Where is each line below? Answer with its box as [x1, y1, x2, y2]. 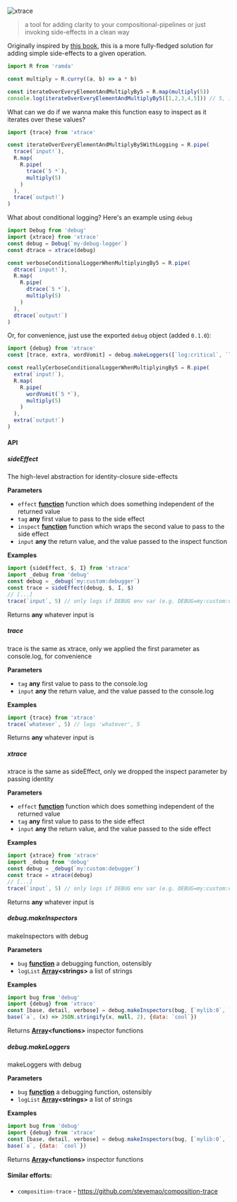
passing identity [7, 775, 54, 783]
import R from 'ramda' [7, 63, 74, 70]
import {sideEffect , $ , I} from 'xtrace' [7, 565, 131, 572]
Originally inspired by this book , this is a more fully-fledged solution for [7, 42, 214, 49]
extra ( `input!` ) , [13, 371, 65, 378]
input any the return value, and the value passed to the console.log [17, 686, 214, 695]
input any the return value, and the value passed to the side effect [17, 825, 212, 833]
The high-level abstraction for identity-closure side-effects [7, 472, 178, 481]
